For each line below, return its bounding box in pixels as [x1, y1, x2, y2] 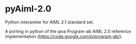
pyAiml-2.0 [5, 3, 52, 14]
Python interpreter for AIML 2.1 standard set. [5, 19, 94, 25]
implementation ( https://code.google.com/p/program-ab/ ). [5, 33, 123, 39]
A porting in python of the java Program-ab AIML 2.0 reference [5, 28, 132, 34]
